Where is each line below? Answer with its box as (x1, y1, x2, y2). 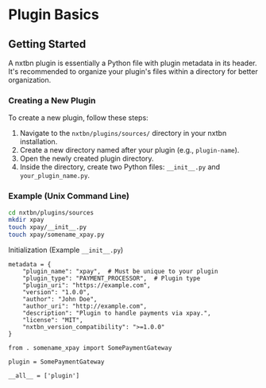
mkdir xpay (8, 216, 44, 224)
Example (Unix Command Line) (8, 191, 129, 202)
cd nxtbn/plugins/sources (8, 208, 94, 216)
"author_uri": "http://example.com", (22, 302, 148, 311)
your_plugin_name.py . (19, 171, 90, 180)
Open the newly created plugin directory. (19, 153, 154, 164)
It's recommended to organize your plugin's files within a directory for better (8, 67, 258, 76)
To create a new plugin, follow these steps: (8, 113, 148, 122)
